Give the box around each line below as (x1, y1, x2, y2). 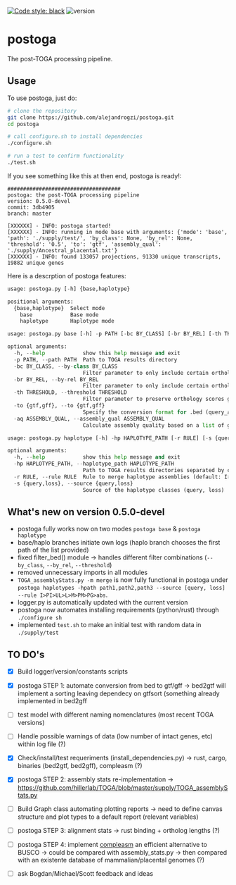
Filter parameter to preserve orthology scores (82, 395, 225, 403)
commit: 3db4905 (7, 204, 55, 211)
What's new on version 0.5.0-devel (7, 506, 165, 518)
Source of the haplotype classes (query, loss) (82, 486, 225, 493)
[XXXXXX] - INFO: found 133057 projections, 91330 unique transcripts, (7, 253, 221, 260)
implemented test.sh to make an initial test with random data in (17, 621, 202, 629)
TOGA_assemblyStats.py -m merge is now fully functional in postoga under (17, 576, 228, 584)
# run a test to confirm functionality (7, 152, 124, 160)
